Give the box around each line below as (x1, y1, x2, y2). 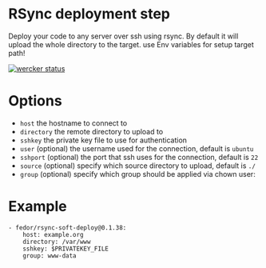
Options (8, 92, 62, 110)
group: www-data (22, 251, 77, 260)
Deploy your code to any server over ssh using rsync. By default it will (8, 31, 239, 41)
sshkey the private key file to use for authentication (19, 135, 188, 145)
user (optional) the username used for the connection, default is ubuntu (19, 143, 254, 153)
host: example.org (22, 230, 84, 238)
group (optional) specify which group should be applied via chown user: (19, 169, 256, 178)
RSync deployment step (8, 5, 170, 23)
